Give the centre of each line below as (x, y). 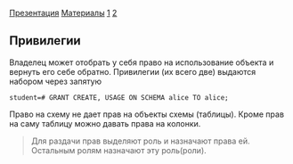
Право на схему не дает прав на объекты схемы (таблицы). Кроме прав (147, 114)
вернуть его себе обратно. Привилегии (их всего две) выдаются (133, 71)
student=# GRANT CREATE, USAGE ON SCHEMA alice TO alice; (119, 97)
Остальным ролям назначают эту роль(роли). (118, 150)
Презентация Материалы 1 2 (63, 13)
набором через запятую (56, 81)
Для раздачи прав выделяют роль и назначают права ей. (141, 141)
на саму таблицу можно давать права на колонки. (105, 123)
